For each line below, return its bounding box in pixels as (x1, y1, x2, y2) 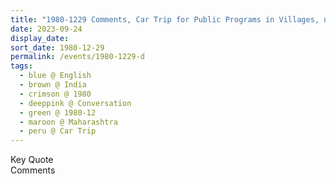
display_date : (10, 33, 70, 43)
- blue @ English (19, 71, 92, 81)
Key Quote (10, 154, 54, 166)
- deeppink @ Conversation (19, 98, 132, 108)
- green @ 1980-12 (19, 107, 97, 118)
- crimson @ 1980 (19, 89, 92, 99)
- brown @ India (19, 80, 87, 90)
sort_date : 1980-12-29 (10, 42, 105, 53)
